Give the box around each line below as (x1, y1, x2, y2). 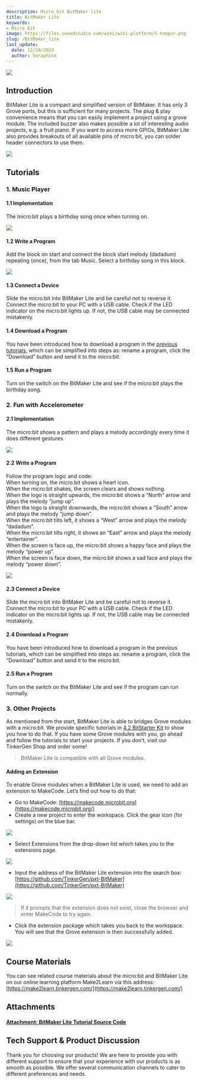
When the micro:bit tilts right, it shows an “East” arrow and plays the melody (6, 529, 191, 536)
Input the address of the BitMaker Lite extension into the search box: (14, 869, 182, 876)
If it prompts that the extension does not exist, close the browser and (20, 904, 189, 911)
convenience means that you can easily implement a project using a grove (6, 114, 187, 121)
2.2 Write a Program (6, 459, 57, 466)
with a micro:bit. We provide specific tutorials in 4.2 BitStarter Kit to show (6, 724, 184, 731)
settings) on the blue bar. (14, 818, 76, 825)
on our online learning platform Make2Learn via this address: (6, 979, 155, 986)
